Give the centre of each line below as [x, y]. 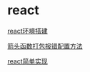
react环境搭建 [27, 31]
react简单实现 [27, 61]
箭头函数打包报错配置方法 [45, 46]
